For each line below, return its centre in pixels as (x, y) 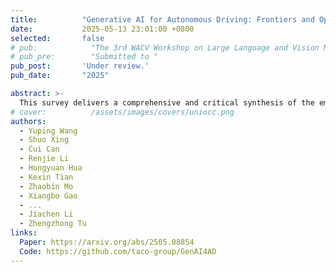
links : (24, 233)
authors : (28, 121)
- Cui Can (39, 149)
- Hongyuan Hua (51, 168)
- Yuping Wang (48, 131)
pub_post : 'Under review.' (80, 66)
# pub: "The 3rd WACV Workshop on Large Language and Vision (165, 47)
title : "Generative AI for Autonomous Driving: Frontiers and (162, 19)
